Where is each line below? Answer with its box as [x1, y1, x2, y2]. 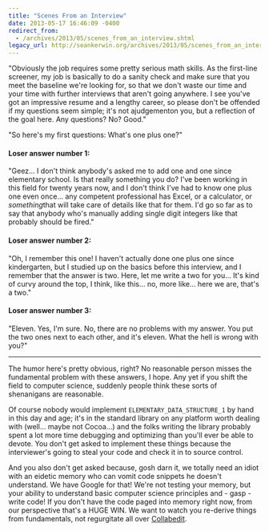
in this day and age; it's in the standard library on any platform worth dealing [8, 413, 260, 423]
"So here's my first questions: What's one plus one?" [8, 130, 183, 140]
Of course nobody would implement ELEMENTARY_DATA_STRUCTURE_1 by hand [8, 404, 255, 414]
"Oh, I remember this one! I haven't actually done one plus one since [8, 253, 235, 263]
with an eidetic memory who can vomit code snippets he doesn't [8, 471, 222, 481]
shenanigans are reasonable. [8, 389, 104, 399]
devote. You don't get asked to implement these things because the [8, 438, 231, 449]
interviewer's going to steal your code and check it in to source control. [8, 447, 244, 457]
